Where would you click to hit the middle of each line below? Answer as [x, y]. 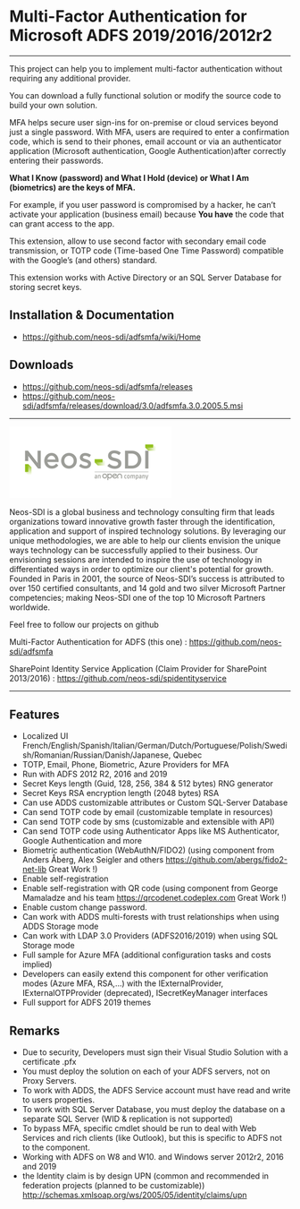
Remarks [35, 1030]
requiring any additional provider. [70, 78]
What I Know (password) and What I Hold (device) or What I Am [129, 177]
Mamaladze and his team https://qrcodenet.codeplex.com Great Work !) [154, 898]
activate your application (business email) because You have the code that [147, 214]
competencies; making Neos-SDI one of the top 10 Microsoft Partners [137, 597]
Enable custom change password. [84, 907]
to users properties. [58, 1100]
